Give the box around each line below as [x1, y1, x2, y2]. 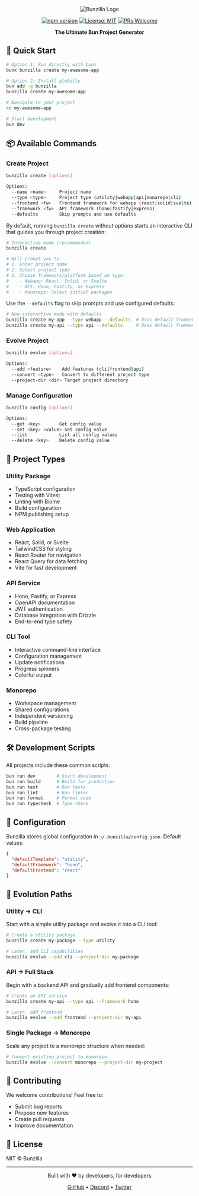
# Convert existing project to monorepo [6, 1053, 108, 1060]
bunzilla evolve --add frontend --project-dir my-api [6, 1015, 142, 1021]
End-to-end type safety [14, 618, 73, 625]
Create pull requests [14, 1116, 65, 1123]
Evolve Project [6, 336, 49, 345]
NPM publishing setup [14, 510, 69, 517]
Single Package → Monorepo [6, 1028, 91, 1037]
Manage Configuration [6, 391, 73, 399]
